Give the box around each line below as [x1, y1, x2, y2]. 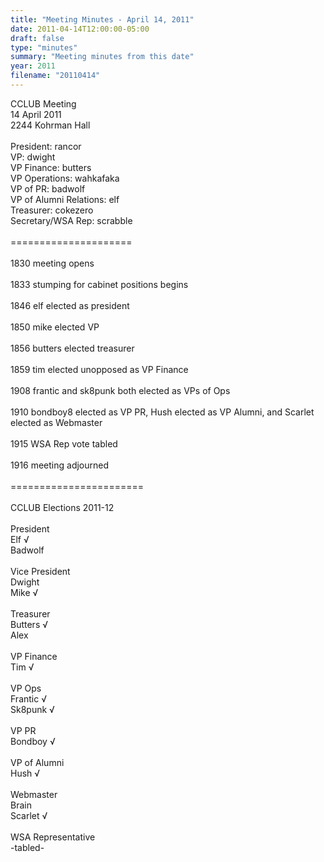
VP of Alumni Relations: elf [10, 193, 120, 205]
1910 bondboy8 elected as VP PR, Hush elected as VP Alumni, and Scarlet [10, 406, 315, 418]
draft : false [10, 33, 65, 43]
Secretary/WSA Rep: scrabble [10, 214, 133, 226]
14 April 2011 [10, 108, 62, 120]
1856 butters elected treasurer [10, 342, 135, 354]
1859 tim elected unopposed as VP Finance [10, 363, 189, 375]
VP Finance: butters [10, 161, 92, 173]
